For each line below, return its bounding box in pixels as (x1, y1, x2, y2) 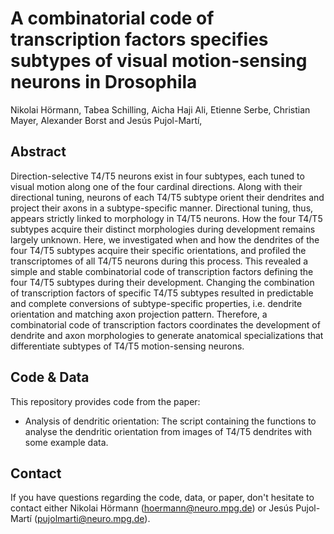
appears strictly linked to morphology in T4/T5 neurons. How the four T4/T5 (10, 212, 323, 224)
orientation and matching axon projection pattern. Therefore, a (10, 308, 268, 320)
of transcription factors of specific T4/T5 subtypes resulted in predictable (10, 287, 314, 299)
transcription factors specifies (10, 28, 269, 51)
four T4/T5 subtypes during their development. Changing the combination (10, 276, 315, 288)
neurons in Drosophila (10, 71, 198, 94)
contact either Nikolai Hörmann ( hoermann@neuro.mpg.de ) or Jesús (10, 502, 294, 514)
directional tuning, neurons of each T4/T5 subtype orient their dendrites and (10, 191, 325, 203)
